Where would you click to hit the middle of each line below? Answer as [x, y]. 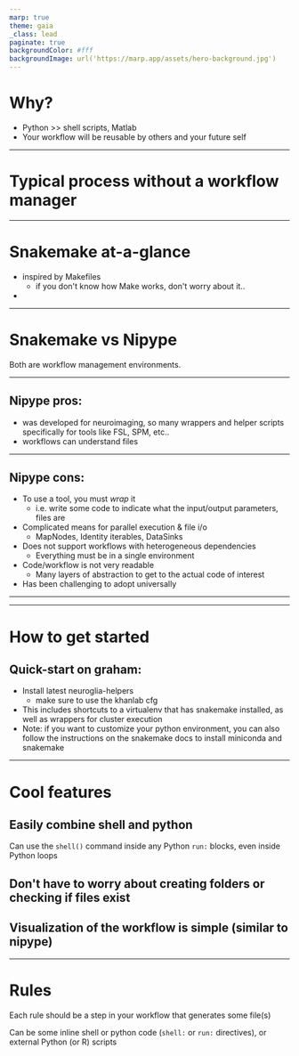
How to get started [79, 637]
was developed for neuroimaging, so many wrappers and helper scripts [153, 422]
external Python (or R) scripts [63, 1042]
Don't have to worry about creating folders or [137, 884]
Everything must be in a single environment [115, 556]
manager [43, 200]
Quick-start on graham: [76, 669]
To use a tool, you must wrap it [79, 499]
